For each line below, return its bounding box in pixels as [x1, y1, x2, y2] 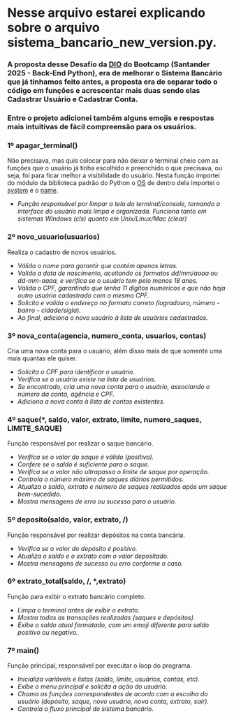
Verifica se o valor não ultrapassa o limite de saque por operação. [17, 468, 210, 476]
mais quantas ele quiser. [7, 354, 78, 362]
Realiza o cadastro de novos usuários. [7, 248, 117, 256]
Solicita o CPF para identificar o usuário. [17, 367, 135, 376]
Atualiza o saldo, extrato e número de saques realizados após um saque [17, 483, 228, 491]
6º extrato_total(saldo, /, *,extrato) [7, 576, 126, 586]
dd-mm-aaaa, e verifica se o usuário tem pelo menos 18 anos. [17, 276, 198, 284]
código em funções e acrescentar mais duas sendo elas [7, 86, 200, 96]
